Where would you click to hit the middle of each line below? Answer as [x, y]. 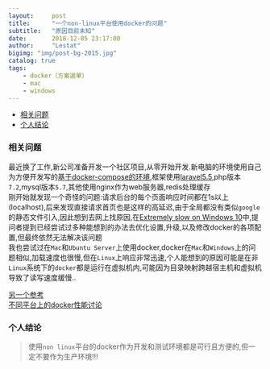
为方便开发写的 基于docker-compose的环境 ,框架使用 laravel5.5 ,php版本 [125, 176]
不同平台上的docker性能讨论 [55, 305]
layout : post [37, 16]
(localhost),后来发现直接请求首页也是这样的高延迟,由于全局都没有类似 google [134, 207]
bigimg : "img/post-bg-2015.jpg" [62, 53]
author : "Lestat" [45, 46]
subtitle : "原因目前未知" [52, 31]
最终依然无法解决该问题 [64, 237]
